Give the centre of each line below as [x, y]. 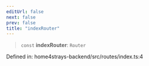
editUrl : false [25, 12]
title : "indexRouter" [33, 28]
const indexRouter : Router [53, 45]
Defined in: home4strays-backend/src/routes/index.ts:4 [75, 56]
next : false [21, 17]
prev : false [21, 23]
